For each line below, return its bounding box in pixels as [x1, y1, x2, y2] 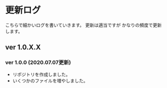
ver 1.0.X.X [5, 43, 41, 51]
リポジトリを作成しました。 [12, 71, 71, 77]
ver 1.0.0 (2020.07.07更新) [5, 59, 71, 66]
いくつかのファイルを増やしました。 [12, 77, 88, 83]
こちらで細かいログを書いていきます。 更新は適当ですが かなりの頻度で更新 [5, 22, 162, 28]
